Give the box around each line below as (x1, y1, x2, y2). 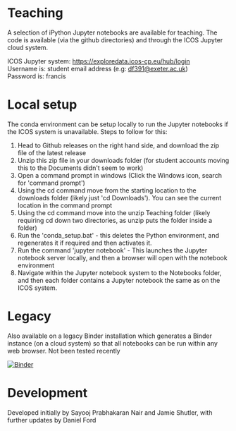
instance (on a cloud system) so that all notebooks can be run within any (7, 339, 218, 347)
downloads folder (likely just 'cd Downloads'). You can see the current (17, 193, 222, 202)
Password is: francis (7, 72, 66, 80)
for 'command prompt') (17, 178, 86, 187)
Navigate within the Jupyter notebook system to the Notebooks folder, (17, 268, 222, 277)
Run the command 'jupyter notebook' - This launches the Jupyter (17, 245, 208, 255)
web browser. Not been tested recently (7, 346, 121, 355)
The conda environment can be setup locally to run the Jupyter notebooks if (7, 120, 229, 128)
